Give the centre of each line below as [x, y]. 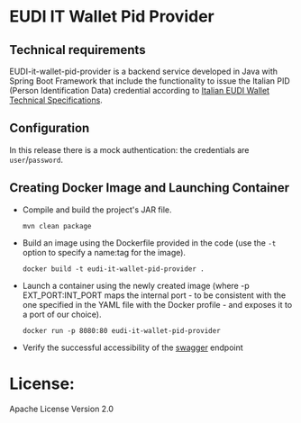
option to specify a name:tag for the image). [104, 252]
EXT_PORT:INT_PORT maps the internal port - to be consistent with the [154, 295]
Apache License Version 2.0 [62, 409]
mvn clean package [57, 226]
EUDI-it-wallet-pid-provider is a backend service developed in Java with [143, 71]
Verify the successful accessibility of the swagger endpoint [132, 347]
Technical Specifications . [56, 100]
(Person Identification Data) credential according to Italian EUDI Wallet [140, 90]
